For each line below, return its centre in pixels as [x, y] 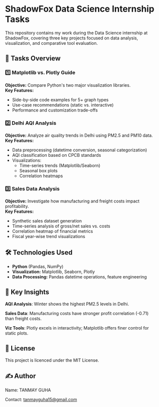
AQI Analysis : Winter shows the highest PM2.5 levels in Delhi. [67, 304]
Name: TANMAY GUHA [28, 390]
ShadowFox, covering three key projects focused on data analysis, [72, 38]
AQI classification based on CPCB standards [56, 155]
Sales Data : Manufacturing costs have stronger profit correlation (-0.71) [77, 313]
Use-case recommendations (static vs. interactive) [63, 105]
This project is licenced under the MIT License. [52, 360]
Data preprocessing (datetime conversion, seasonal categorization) [79, 150]
